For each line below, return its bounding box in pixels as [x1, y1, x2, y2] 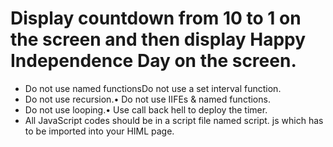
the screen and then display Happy [10, 28, 307, 51]
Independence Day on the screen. [10, 50, 297, 72]
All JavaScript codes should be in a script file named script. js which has [24, 114, 324, 126]
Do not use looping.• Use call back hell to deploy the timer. [24, 103, 268, 116]
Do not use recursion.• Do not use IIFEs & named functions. [24, 93, 271, 105]
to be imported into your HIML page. [24, 125, 175, 137]
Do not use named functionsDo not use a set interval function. [24, 82, 282, 94]
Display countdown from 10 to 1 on [10, 7, 302, 30]
